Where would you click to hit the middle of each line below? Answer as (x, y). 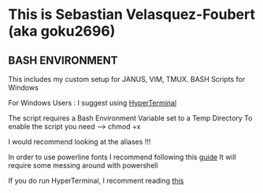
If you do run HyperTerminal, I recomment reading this (96, 180)
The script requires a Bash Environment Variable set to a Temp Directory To (130, 118)
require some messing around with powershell (83, 165)
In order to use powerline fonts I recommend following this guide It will (122, 157)
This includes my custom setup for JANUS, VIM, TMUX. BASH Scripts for (127, 79)
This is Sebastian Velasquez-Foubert (132, 15)
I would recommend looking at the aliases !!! (80, 142)
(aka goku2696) (62, 31)
